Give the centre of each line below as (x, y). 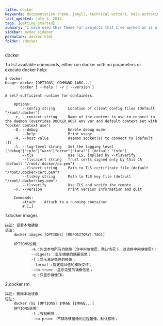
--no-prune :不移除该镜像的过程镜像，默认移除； (75, 319)
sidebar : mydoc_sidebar (29, 32)
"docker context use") (28, 125)
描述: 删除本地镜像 (22, 294)
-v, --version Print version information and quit (78, 189)
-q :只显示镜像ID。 (49, 275)
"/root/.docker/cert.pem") (32, 172)
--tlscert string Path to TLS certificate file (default (86, 168)
